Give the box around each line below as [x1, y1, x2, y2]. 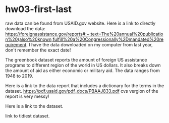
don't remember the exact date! [5, 47, 71, 53]
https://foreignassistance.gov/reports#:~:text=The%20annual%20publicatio [5, 31, 163, 37]
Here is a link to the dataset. [5, 103, 64, 109]
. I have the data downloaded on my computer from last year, [26, 41, 153, 47]
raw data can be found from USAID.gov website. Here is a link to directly [5, 20, 156, 26]
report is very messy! [5, 93, 49, 99]
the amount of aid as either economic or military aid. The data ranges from [5, 67, 160, 74]
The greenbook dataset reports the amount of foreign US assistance [5, 56, 147, 63]
